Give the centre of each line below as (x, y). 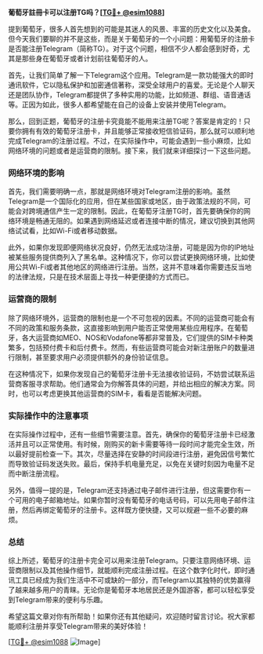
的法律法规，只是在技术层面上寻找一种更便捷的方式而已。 (101, 277)
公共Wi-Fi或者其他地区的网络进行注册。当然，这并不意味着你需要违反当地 (133, 267)
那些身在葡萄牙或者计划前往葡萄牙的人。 (87, 58)
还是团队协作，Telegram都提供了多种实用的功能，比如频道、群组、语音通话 (130, 95)
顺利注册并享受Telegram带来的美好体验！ (81, 627)
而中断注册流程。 (36, 473)
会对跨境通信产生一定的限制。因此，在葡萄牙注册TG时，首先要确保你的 (129, 211)
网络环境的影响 (36, 173)
